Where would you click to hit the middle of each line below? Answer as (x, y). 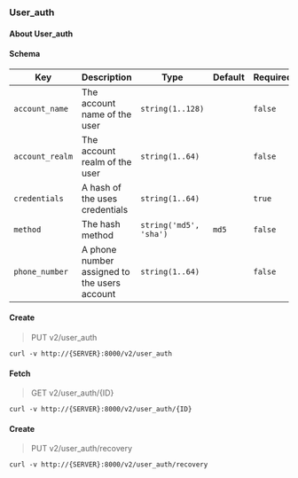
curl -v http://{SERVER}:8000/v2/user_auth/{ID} (101, 410)
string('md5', (170, 225)
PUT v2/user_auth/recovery (82, 449)
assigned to (106, 271)
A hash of (101, 187)
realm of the (106, 161)
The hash (101, 223)
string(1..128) (173, 109)
